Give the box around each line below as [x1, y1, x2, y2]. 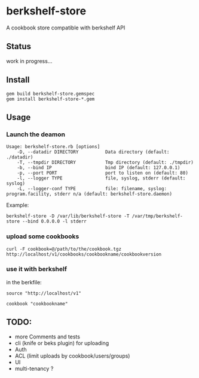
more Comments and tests [14, 333, 81, 340]
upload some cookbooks [6, 232, 79, 241]
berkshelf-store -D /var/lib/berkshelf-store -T [6, 213, 130, 220]
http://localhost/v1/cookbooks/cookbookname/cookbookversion [6, 251, 162, 257]
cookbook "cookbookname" [6, 301, 68, 307]
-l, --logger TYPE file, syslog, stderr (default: [17, 175, 186, 181]
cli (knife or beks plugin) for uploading [14, 339, 109, 346]
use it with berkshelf [6, 265, 68, 274]
